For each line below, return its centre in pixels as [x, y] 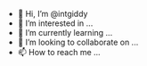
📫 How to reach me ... [59, 52]
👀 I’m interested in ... [55, 23]
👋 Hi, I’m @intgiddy [53, 14]
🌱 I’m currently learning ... [65, 33]
